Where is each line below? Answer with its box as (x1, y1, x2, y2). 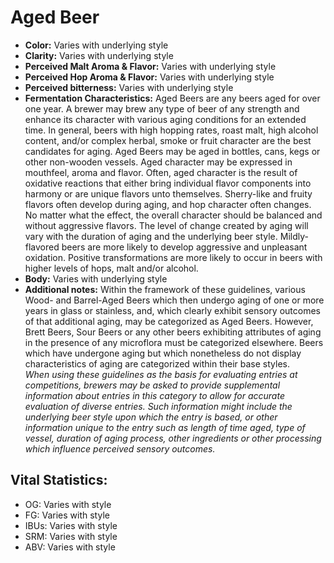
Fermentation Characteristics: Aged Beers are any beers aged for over (24, 92, 321, 104)
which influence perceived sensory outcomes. (24, 442, 216, 455)
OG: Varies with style (24, 498, 112, 510)
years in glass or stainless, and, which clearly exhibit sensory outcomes (24, 304, 321, 316)
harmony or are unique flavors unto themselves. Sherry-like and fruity (24, 187, 313, 200)
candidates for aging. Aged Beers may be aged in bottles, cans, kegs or (24, 145, 321, 157)
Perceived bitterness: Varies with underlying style (24, 81, 234, 93)
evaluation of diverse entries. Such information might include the (24, 400, 293, 412)
